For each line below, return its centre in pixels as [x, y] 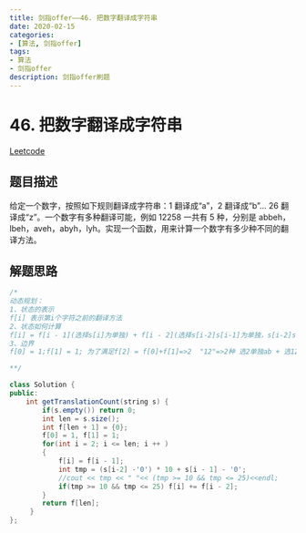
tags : [20, 52]
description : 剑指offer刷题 [60, 77]
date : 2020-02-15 [42, 26]
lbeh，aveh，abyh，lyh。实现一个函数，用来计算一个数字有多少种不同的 [145, 228]
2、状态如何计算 [36, 326]
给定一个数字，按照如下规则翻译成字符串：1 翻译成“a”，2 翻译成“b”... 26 [144, 205]
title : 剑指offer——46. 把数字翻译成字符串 [83, 18]
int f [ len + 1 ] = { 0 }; [85, 427]
